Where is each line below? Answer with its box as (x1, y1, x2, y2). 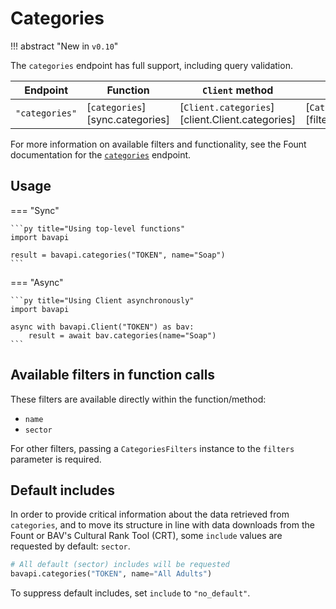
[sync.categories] (86, 112, 170, 126)
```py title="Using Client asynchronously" (10, 295, 195, 306)
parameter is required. (10, 453, 102, 465)
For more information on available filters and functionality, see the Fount (10, 138, 307, 150)
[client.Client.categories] (179, 112, 297, 126)
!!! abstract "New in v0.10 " (10, 40, 119, 52)
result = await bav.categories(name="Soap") (28, 330, 217, 341)
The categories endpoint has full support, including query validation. (10, 59, 293, 71)
